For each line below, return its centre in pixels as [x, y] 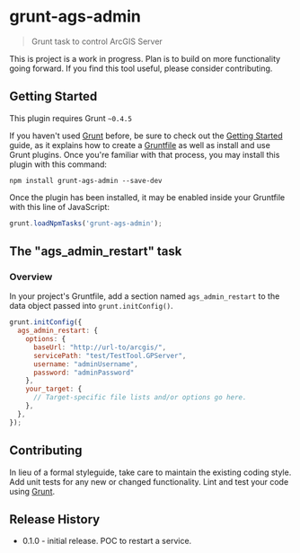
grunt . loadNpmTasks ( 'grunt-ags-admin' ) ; [86, 223]
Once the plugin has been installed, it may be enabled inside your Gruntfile [147, 197]
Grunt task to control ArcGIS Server [97, 41]
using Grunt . [32, 491]
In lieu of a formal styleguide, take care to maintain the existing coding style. [150, 472]
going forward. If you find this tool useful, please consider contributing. [141, 68]
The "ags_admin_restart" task [96, 252]
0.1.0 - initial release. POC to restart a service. [107, 541]
